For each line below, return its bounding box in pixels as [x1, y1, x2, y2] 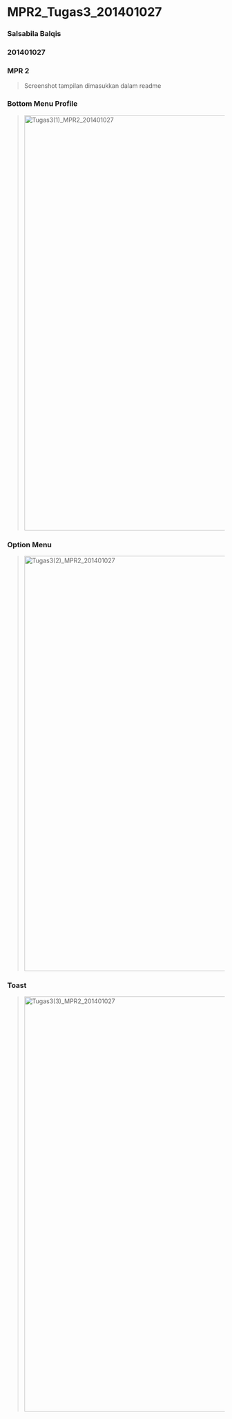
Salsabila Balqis [7, 29, 61, 39]
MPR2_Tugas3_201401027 [7, 4, 162, 20]
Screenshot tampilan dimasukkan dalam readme [23, 82, 162, 90]
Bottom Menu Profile [7, 99, 78, 109]
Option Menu [7, 540, 52, 549]
